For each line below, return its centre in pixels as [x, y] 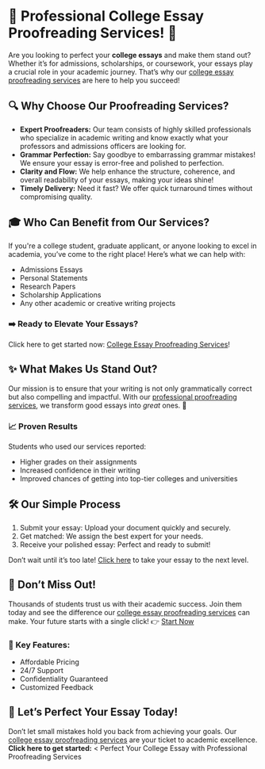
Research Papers [48, 286]
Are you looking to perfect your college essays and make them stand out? [130, 55]
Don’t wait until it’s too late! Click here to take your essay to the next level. [129, 560]
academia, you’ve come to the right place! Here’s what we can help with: [127, 254]
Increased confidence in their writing [80, 470]
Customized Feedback [56, 687]
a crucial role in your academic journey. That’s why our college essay [121, 71]
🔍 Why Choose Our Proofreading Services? [119, 106]
